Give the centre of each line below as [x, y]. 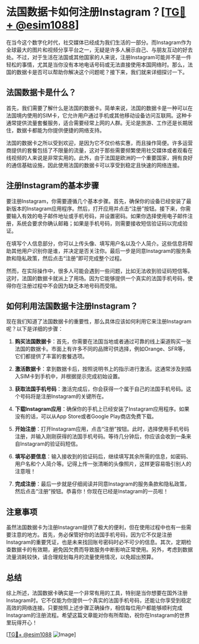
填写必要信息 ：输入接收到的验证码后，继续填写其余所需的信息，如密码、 [103, 456]
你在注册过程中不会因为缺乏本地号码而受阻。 [65, 285]
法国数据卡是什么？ [41, 93]
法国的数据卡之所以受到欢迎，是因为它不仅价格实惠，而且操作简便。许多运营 [99, 142]
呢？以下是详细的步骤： [35, 329]
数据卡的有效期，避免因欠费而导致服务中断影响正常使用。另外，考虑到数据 [102, 550]
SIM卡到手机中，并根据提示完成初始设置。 [71, 376]
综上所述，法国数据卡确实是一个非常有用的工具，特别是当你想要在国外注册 [97, 593]
